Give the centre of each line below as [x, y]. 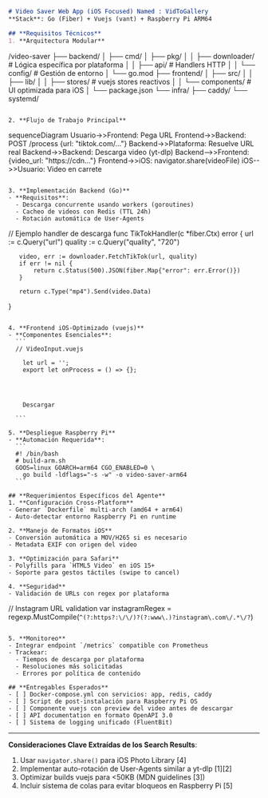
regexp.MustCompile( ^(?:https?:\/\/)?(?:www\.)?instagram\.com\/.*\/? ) [131, 617]
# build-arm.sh [41, 461]
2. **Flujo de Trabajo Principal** [67, 120]
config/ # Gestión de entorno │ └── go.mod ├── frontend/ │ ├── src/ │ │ [131, 73]
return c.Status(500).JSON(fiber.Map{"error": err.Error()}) [137, 270]
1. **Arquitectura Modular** [57, 41]
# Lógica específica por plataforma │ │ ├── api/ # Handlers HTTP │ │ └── [132, 65]
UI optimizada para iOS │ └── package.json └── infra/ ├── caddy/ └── [128, 90]
